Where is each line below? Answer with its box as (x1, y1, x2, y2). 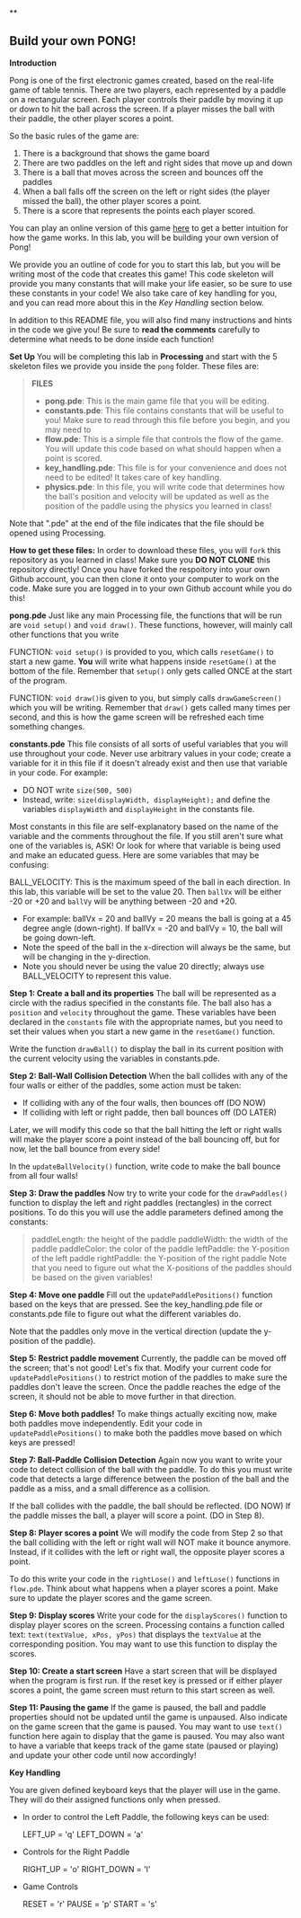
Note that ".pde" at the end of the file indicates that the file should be (9, 517, 265, 528)
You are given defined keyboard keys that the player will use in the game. (9, 1784, 280, 1795)
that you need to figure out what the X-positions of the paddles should (31, 1262, 292, 1273)
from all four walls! (9, 1170, 78, 1180)
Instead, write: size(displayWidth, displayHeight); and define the (22, 794, 270, 805)
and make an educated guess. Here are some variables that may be (9, 849, 260, 861)
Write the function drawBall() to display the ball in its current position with (9, 1043, 284, 1054)
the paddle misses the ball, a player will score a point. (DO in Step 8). (9, 1509, 265, 1521)
